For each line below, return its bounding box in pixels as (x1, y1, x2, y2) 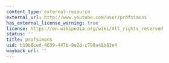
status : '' (6, 31, 34, 37)
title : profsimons (6, 37, 53, 43)
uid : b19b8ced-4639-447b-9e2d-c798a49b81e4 (6, 43, 118, 49)
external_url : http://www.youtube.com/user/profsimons (6, 14, 147, 20)
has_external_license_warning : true (6, 20, 98, 26)
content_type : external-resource (6, 8, 91, 15)
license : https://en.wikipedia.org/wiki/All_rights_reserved (6, 25, 164, 32)
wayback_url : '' (6, 48, 47, 54)
